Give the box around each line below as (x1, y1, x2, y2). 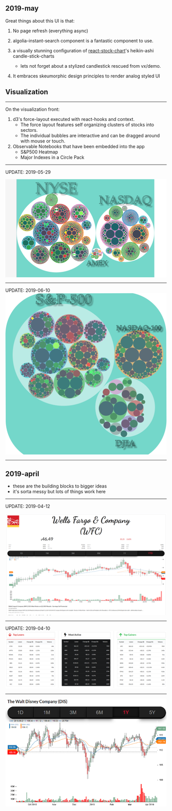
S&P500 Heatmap (20, 149, 58, 155)
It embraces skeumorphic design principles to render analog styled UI (12, 73, 160, 79)
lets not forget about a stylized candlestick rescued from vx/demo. (20, 63, 161, 69)
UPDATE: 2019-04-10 (5, 625, 50, 632)
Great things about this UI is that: (5, 17, 75, 24)
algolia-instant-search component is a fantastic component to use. (12, 37, 154, 44)
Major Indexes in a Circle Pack (20, 154, 84, 160)
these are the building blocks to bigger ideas (12, 483, 107, 489)
